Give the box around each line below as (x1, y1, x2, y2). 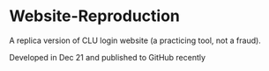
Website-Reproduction (9, 6, 181, 26)
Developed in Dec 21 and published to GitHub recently (9, 52, 205, 62)
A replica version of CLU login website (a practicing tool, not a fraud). (9, 35, 262, 46)
